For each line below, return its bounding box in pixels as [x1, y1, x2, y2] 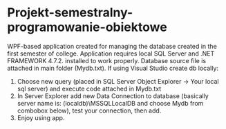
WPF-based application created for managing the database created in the [7, 42, 218, 50]
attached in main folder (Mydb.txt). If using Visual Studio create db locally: [7, 64, 219, 72]
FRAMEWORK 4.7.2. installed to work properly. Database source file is [7, 56, 206, 64]
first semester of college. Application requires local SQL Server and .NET [7, 49, 215, 58]
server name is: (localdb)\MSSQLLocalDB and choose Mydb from [17, 99, 204, 107]
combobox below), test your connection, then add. [17, 106, 162, 115]
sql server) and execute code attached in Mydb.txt [17, 84, 162, 93]
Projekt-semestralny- [7, 5, 133, 21]
